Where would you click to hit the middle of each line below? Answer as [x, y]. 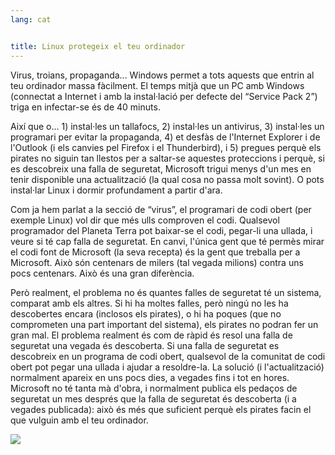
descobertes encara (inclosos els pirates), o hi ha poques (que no [146, 313]
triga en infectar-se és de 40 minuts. [85, 107]
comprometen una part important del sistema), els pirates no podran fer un [164, 324]
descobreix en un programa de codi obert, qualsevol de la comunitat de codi [168, 356]
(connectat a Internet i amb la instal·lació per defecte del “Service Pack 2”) [164, 96]
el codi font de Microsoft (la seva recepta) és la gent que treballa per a [155, 252]
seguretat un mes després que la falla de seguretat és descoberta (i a [153, 398]
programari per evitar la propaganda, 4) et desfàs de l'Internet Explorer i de [165, 137]
